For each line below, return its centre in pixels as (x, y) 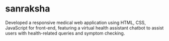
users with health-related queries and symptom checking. (65, 33)
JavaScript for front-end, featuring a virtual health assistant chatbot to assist (84, 27)
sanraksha (28, 9)
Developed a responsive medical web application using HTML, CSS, (75, 22)
